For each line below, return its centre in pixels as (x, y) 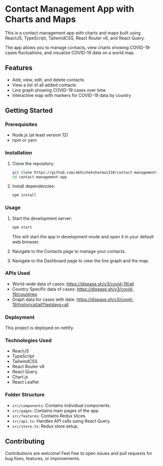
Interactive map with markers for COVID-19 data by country (72, 95)
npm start (22, 227)
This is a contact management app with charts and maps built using (73, 33)
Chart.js (20, 377)
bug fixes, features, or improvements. (43, 458)
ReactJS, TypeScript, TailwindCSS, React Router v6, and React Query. (75, 38)
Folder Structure (25, 395)
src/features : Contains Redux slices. (49, 416)
